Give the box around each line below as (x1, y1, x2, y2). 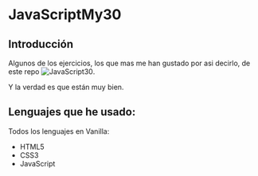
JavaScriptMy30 (8, 6, 122, 24)
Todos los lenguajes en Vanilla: (8, 126, 110, 136)
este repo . (8, 67, 96, 76)
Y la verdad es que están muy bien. (8, 82, 124, 92)
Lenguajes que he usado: (8, 105, 136, 119)
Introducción (8, 37, 74, 51)
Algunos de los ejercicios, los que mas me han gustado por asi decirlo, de (8, 58, 251, 68)
